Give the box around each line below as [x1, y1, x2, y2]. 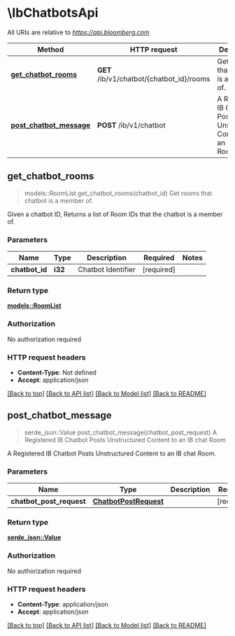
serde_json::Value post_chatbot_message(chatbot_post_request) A [24, 428, 218, 437]
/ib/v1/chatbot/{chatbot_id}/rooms [97, 73, 211, 83]
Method [37, 44, 64, 54]
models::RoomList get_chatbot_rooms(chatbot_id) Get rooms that [24, 189, 213, 197]
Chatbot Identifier [78, 264, 136, 274]
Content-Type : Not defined [17, 368, 97, 376]
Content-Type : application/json [17, 600, 108, 608]
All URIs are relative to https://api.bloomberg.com [7, 28, 150, 36]
